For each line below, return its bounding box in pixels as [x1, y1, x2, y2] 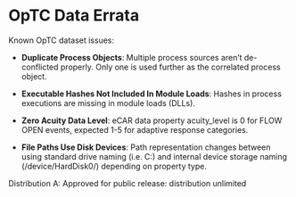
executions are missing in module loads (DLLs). [21, 97, 195, 108]
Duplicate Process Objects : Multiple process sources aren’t [21, 52, 243, 62]
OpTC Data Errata [8, 5, 140, 26]
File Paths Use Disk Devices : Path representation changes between [21, 142, 271, 152]
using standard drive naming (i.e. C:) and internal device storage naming [21, 151, 287, 161]
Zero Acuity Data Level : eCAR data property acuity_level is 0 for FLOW [21, 115, 283, 126]
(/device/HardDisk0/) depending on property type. [21, 160, 207, 171]
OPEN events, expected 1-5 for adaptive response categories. [21, 124, 249, 135]
